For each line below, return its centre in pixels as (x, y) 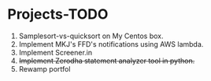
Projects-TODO (58, 14)
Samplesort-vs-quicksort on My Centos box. (91, 36)
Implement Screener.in (56, 52)
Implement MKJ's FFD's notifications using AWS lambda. (111, 44)
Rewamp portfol (44, 69)
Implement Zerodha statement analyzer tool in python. (107, 61)
